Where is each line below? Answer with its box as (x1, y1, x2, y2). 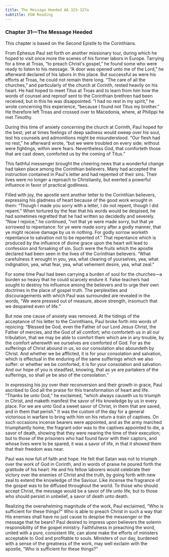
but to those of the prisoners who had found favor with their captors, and (5, 435, 157, 441)
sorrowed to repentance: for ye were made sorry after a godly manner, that (5, 224, 161, 230)
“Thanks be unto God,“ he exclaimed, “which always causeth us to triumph (5, 392, 161, 398)
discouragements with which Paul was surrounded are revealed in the (5, 292, 150, 298)
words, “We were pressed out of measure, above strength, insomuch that (5, 298, 158, 304)
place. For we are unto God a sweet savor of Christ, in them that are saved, (5, 403, 161, 409)
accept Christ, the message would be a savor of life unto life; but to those (5, 487, 158, 494)
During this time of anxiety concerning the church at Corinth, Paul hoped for (5, 124, 163, 130)
